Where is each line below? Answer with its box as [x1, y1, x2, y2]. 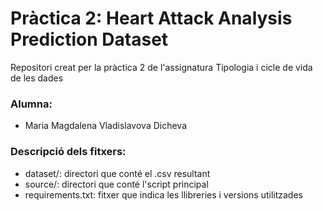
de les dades [10, 72, 64, 84]
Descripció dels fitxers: [10, 145, 127, 159]
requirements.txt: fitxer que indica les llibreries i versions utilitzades [24, 188, 303, 201]
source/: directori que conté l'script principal [24, 178, 209, 190]
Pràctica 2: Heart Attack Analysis [10, 7, 293, 30]
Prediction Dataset [10, 28, 169, 51]
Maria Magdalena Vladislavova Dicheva [24, 120, 187, 132]
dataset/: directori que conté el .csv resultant [24, 167, 211, 179]
